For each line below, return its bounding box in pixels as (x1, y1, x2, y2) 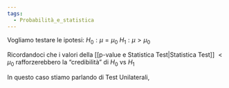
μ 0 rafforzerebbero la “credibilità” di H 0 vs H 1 (7, 58, 135, 68)
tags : (7, 10, 23, 17)
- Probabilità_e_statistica (13, 17, 95, 24)
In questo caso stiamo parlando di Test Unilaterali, (7, 73, 150, 82)
